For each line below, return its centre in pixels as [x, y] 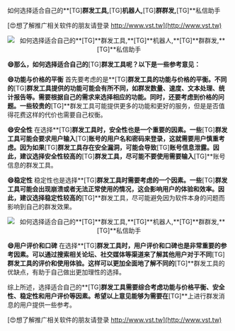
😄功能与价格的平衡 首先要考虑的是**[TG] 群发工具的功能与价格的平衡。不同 [117, 79]
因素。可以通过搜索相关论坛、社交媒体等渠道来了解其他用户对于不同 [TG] [119, 254]
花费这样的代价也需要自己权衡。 [60, 115]
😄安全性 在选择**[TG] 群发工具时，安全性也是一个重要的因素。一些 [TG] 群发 [117, 130]
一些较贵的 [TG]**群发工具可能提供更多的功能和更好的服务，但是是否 [119, 106]
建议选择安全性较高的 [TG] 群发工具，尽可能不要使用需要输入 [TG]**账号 [122, 156]
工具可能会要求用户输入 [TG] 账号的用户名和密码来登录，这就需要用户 [107, 139]
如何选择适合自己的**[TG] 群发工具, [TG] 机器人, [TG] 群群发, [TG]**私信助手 [114, 10]
